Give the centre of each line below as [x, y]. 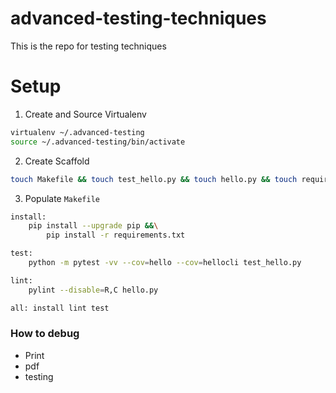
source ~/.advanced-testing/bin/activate [98, 142]
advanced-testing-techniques [138, 18]
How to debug [45, 334]
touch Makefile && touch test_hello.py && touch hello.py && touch [154, 179]
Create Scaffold [57, 161]
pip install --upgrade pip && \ [93, 226]
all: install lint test [60, 308]
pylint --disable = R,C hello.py [93, 290]
